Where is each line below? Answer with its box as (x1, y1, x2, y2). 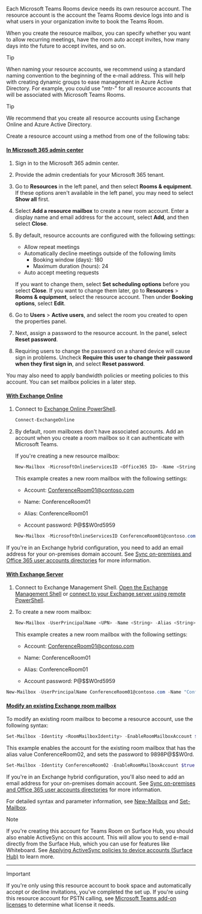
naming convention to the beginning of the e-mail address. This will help (6, 72, 185, 79)
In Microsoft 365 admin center (6, 146, 84, 153)
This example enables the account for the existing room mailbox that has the (6, 744, 195, 752)
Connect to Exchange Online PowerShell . (14, 405, 117, 413)
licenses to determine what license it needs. (6, 901, 115, 908)
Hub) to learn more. (6, 853, 55, 860)
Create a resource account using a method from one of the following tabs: (6, 132, 190, 140)
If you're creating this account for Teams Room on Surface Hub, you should (6, 827, 194, 835)
